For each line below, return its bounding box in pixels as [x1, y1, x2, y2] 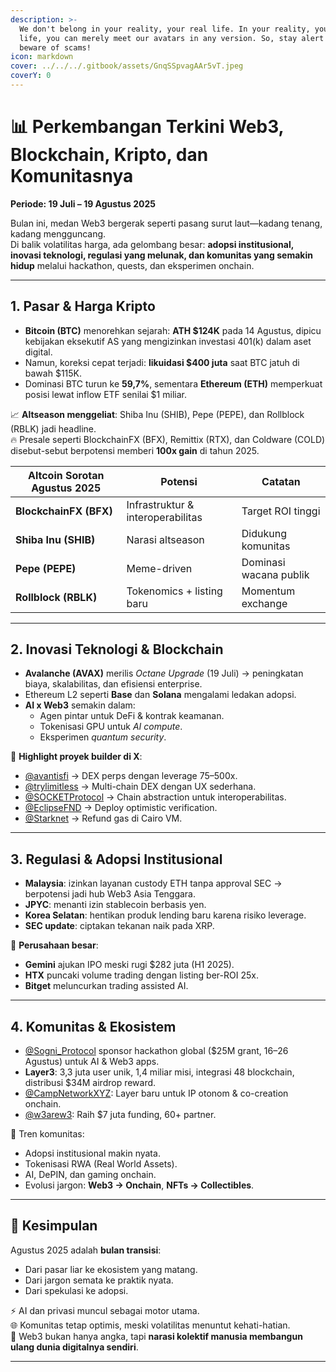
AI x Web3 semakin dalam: [24, 699, 136, 711]
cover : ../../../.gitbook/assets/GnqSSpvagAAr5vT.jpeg [10, 61, 244, 71]
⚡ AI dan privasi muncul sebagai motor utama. [10, 1304, 200, 1316]
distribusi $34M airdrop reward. [24, 1077, 157, 1089]
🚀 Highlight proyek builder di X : [10, 751, 143, 763]
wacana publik [241, 567, 310, 581]
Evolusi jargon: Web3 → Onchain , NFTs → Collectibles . [24, 1179, 255, 1191]
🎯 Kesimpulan [10, 1217, 98, 1235]
